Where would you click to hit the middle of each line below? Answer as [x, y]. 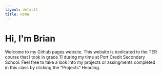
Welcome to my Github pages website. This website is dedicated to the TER [81, 52]
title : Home [17, 14]
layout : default [21, 10]
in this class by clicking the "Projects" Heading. [53, 68]
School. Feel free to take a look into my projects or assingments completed [80, 62]
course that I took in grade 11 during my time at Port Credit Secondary [75, 57]
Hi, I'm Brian [30, 38]
